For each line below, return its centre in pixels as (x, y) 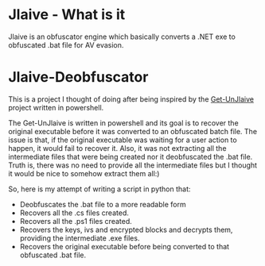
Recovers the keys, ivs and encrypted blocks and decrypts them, (126, 229)
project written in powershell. (56, 107)
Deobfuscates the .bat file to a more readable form (103, 204)
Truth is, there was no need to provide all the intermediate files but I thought (132, 165)
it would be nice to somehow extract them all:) (84, 173)
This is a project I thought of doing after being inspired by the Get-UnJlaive (131, 99)
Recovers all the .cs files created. (74, 213)
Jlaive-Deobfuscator (78, 77)
